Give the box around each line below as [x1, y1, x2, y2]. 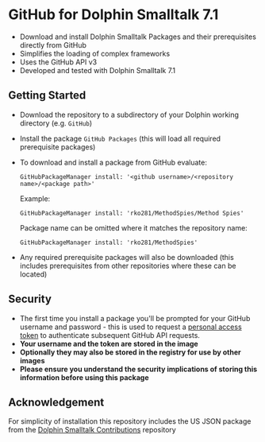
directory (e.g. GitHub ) [19, 118, 93, 128]
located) [19, 269, 48, 279]
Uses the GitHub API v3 [19, 57, 98, 67]
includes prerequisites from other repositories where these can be [19, 261, 236, 270]
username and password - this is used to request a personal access [19, 322, 242, 331]
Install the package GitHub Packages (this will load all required [19, 134, 221, 143]
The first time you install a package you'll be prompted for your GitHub [19, 313, 251, 323]
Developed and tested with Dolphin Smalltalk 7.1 [19, 65, 176, 75]
